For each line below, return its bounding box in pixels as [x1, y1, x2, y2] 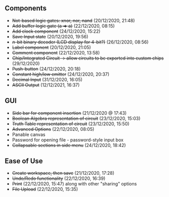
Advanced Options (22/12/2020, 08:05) [12, 126, 95, 132]
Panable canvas [12, 131, 46, 137]
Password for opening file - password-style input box [12, 136, 123, 143]
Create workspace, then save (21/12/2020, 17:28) [12, 170, 115, 176]
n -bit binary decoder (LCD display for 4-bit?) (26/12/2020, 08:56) [12, 39, 149, 45]
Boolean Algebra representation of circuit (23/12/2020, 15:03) [12, 115, 141, 121]
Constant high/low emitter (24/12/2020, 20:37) [12, 71, 110, 77]
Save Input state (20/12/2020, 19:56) [12, 33, 89, 39]
